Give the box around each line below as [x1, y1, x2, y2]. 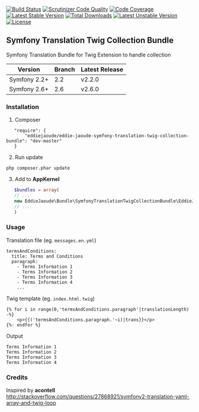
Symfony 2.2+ [9, 75, 49, 83]
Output [6, 332, 23, 340]
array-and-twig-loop [6, 400, 56, 407]
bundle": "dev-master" [6, 138, 62, 144]
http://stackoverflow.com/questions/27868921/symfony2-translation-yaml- [6, 393, 190, 400]
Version [17, 65, 40, 74]
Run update [14, 154, 43, 161]
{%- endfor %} [6, 322, 41, 328]
